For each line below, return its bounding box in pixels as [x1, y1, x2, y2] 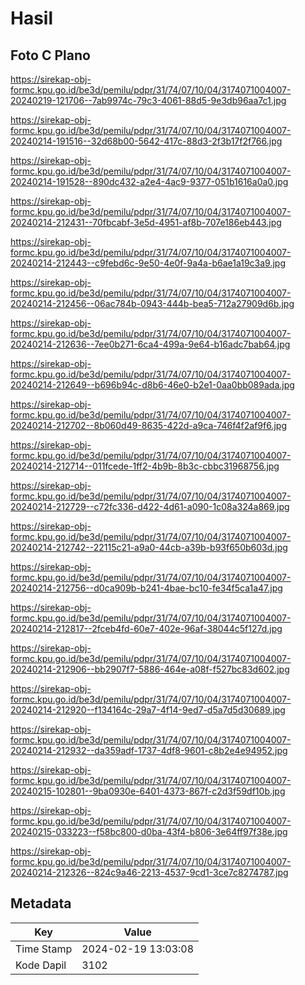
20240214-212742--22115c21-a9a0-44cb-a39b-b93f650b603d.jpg [10, 542, 288, 553]
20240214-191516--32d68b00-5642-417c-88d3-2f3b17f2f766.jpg [10, 135, 283, 147]
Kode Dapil [15, 958, 67, 972]
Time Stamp [15, 942, 73, 956]
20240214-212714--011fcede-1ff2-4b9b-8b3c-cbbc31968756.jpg [10, 460, 280, 472]
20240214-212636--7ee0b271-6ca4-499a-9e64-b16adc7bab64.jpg [10, 338, 291, 350]
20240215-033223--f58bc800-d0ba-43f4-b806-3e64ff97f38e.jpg [10, 826, 288, 837]
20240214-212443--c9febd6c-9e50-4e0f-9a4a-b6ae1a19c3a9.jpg [10, 257, 287, 269]
